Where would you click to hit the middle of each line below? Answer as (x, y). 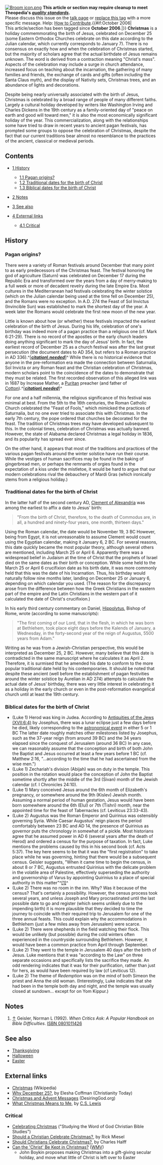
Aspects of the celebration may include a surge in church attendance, (75, 64)
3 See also (23, 206)
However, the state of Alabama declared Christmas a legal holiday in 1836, (79, 434)
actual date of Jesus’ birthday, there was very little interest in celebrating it (80, 684)
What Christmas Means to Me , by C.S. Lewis (57, 1103)
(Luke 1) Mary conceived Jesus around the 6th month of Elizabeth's (80, 790)
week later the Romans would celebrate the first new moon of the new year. (81, 312)
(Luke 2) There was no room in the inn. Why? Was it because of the (79, 888)
